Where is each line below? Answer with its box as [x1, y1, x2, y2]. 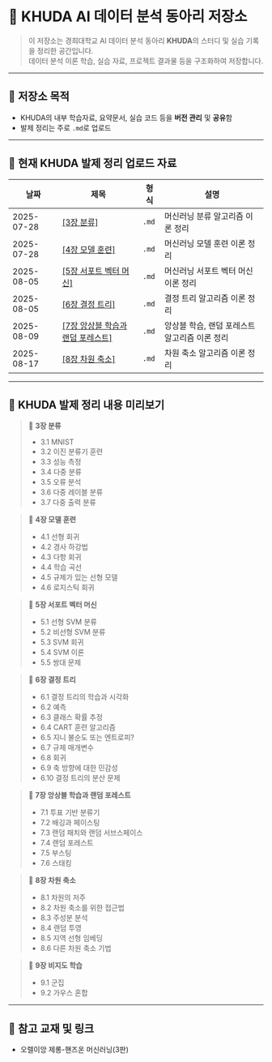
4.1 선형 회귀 [40, 532, 80, 542]
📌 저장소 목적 [8, 90, 70, 104]
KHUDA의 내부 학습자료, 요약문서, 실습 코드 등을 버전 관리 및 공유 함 [19, 113, 233, 122]
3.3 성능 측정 [40, 457, 82, 467]
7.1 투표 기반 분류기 [40, 807, 100, 817]
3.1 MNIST [40, 437, 74, 447]
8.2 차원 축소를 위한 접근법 [40, 903, 125, 913]
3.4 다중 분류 [40, 467, 83, 477]
